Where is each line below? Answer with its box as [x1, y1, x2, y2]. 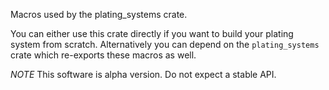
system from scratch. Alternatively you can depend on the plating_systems [10, 39, 320, 50]
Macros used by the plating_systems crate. [10, 9, 188, 20]
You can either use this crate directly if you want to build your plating [10, 28, 294, 39]
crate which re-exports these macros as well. [10, 49, 197, 61]
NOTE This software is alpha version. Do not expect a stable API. [10, 69, 277, 80]
